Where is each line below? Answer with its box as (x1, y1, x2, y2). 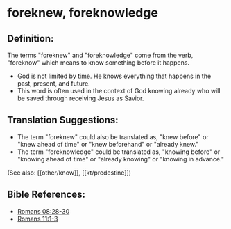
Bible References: (7, 189, 85, 200)
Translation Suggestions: (7, 114, 119, 126)
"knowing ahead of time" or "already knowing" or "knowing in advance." (17, 155, 224, 163)
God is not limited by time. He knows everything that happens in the (17, 72, 212, 80)
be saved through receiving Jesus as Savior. (17, 94, 144, 102)
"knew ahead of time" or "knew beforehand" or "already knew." (17, 140, 199, 148)
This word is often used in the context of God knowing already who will (17, 87, 221, 95)
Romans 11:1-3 (17, 214, 58, 223)
